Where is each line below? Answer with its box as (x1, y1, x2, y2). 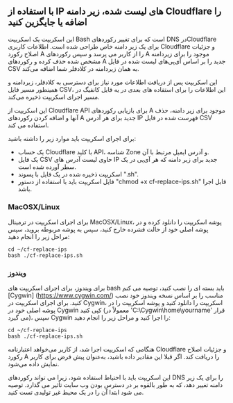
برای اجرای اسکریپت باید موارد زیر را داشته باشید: (8, 134, 137, 142)
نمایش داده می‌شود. (8, 360, 60, 368)
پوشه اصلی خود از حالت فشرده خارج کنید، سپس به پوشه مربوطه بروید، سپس (8, 225, 209, 233)
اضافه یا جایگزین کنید (8, 17, 87, 28)
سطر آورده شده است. (17, 163, 77, 171)
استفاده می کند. (8, 121, 49, 129)
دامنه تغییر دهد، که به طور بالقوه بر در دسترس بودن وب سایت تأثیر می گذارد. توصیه (8, 381, 223, 389)
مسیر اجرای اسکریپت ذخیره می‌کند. (8, 92, 100, 101)
